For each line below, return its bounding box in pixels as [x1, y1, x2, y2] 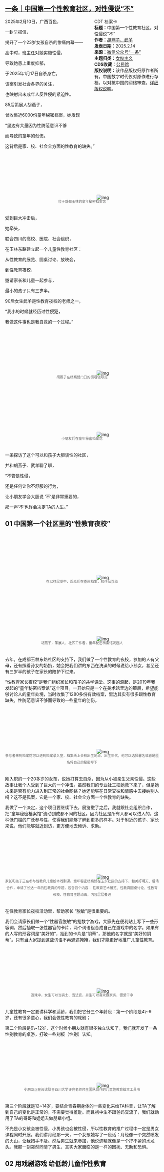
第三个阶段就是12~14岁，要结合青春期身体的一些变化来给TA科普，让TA [5, 1103, 147, 1108]
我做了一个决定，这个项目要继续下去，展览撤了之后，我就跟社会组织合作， [5, 804, 155, 810]
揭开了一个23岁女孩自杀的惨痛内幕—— [5, 39, 83, 45]
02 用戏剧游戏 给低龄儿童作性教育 [5, 1160, 106, 1168]
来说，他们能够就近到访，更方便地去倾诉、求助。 [5, 823, 103, 828]
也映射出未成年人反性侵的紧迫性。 [5, 91, 74, 97]
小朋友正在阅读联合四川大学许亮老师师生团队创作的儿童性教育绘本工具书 [23, 1087, 141, 1092]
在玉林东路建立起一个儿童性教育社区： [5, 246, 82, 252]
